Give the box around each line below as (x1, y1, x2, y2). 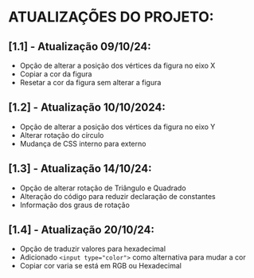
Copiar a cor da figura (19, 69, 92, 79)
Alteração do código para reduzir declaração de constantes (19, 191, 217, 201)
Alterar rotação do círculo (19, 130, 104, 139)
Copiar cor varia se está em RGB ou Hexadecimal (19, 261, 182, 271)
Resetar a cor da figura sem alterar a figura (19, 78, 162, 87)
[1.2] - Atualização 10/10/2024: (8, 100, 166, 115)
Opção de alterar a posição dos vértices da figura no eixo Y (19, 122, 216, 131)
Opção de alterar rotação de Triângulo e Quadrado (19, 183, 186, 193)
